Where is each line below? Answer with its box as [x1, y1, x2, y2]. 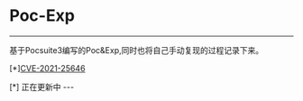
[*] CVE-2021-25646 [9, 62, 86, 73]
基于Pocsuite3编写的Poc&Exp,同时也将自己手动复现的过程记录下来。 [9, 44, 264, 55]
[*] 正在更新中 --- [9, 81, 75, 92]
